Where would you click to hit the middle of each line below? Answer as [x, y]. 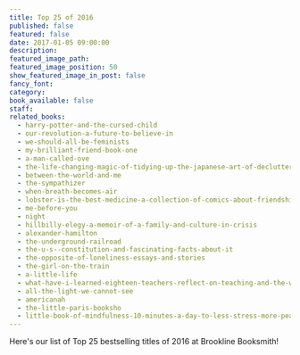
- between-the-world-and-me [70, 175]
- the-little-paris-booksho [70, 308]
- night [32, 216]
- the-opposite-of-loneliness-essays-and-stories [111, 258]
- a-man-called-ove [54, 158]
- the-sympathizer [52, 184]
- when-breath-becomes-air [67, 192]
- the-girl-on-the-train [63, 267]
